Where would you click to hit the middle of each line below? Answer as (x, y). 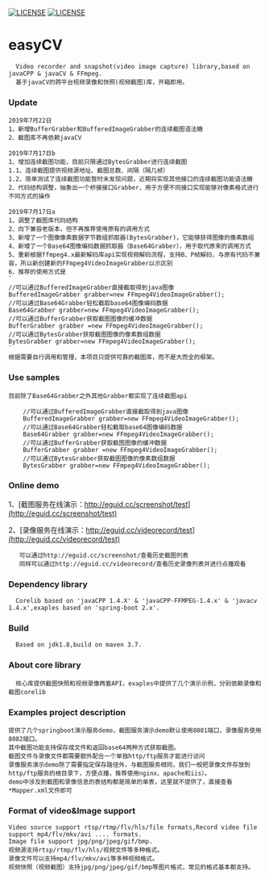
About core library (45, 665)
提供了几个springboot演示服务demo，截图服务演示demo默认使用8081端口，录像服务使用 (135, 730)
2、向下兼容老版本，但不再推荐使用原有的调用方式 (79, 229)
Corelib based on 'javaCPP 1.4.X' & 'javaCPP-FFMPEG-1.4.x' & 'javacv (137, 601)
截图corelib (27, 692)
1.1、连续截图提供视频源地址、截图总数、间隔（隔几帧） (89, 171)
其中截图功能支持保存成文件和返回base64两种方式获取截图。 (94, 748)
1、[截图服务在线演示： (46, 504)
